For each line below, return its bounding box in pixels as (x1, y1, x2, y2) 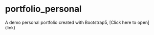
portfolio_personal (5, 3, 82, 15)
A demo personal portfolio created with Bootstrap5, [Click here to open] (5, 19, 150, 25)
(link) (5, 24, 16, 30)
